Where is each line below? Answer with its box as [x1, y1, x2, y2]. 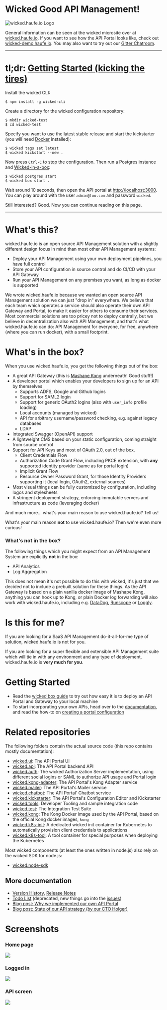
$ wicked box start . [5, 178, 50, 183]
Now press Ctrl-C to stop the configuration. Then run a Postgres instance [5, 159, 157, 165]
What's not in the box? [5, 537, 61, 544]
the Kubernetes [12, 837, 44, 843]
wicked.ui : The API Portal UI [12, 758, 70, 764]
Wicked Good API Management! [5, 3, 140, 15]
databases [19, 420, 42, 426]
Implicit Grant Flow [19, 468, 59, 474]
